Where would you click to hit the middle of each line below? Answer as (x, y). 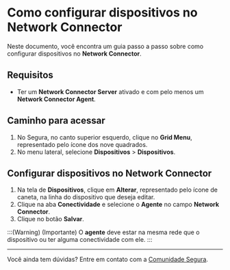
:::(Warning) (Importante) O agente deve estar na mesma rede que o (103, 232)
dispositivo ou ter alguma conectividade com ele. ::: (80, 240)
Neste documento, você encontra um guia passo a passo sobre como (105, 46)
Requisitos (30, 75)
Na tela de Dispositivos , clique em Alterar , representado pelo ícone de (117, 190)
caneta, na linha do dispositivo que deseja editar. (86, 197)
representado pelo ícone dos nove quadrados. (82, 144)
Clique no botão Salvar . (50, 219)
